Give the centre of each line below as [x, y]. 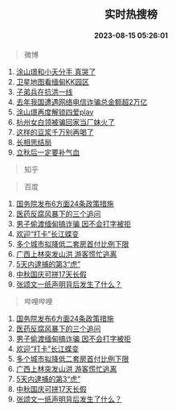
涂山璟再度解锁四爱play [55, 112]
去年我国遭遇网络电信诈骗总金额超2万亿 [82, 102]
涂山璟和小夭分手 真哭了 [56, 72]
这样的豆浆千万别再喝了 [55, 132]
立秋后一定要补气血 [48, 152]
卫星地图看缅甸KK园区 [53, 81]
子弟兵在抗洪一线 [44, 92]
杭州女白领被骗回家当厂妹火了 [65, 122]
